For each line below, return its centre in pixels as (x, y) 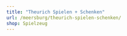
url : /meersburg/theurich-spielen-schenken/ (64, 18)
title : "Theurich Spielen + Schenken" (56, 12)
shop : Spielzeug (27, 23)
